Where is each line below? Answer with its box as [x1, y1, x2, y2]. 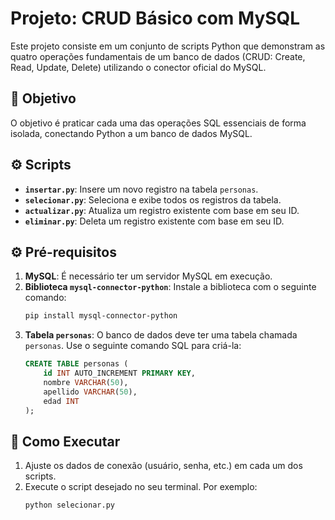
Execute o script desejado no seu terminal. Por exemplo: [24, 481, 258, 493]
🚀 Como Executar [10, 433, 121, 450]
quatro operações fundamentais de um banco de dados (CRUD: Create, [10, 50, 306, 62]
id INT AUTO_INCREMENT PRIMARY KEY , [43, 368, 196, 379]
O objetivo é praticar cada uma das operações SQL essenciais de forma [10, 117, 307, 129]
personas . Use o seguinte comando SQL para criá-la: [24, 340, 242, 352]
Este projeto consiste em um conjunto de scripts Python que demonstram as [10, 40, 326, 52]
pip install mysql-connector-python [24, 311, 178, 321]
